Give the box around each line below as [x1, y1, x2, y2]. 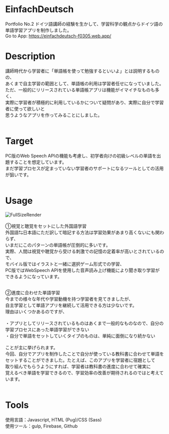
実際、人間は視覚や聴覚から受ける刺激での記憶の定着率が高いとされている [5, 248, 160, 254]
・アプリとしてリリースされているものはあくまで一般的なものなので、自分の [5, 320, 164, 326]
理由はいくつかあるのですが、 [5, 308, 67, 314]
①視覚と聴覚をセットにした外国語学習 [5, 223, 87, 229]
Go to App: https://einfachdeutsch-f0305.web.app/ [5, 33, 111, 39]
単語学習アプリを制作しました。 [5, 27, 72, 33]
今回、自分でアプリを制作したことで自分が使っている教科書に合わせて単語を [5, 351, 164, 357]
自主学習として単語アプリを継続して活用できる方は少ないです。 [5, 302, 137, 308]
